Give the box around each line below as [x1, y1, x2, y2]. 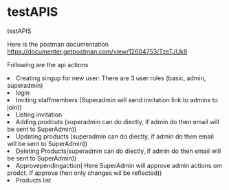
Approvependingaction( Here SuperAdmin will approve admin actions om [16, 161, 222, 169]
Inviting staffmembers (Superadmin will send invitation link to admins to [16, 95, 218, 104]
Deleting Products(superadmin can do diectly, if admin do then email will [16, 147, 221, 155]
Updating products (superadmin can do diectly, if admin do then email [16, 132, 215, 141]
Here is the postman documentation [7, 40, 109, 48]
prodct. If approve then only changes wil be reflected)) [7, 169, 162, 177]
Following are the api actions [7, 60, 89, 69]
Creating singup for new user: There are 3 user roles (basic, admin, [16, 73, 206, 82]
